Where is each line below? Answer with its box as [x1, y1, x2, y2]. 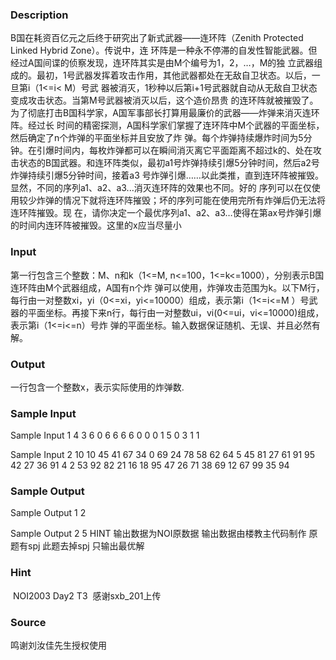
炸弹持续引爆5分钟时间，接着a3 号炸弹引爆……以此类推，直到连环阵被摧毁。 [10, 169, 324, 182]
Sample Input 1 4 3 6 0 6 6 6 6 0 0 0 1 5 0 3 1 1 [10, 429, 200, 442]
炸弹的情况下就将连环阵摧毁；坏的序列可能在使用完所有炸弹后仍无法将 [36, 194, 326, 207]
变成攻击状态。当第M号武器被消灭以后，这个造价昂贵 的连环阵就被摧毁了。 [10, 94, 319, 107]
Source [10, 615, 47, 629]
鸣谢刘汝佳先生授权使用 [10, 639, 107, 652]
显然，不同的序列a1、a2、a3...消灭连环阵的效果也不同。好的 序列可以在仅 [10, 182, 312, 194]
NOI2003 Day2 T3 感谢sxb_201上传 [12, 589, 162, 602]
